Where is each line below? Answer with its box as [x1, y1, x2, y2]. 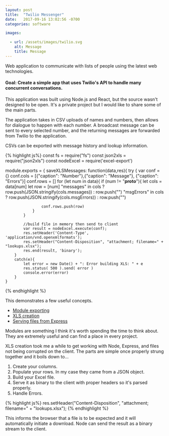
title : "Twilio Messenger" [5, 12, 65, 17]
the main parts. [5, 107, 37, 113]
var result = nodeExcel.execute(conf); [23, 226, 107, 231]
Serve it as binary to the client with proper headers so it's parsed [12, 379, 148, 386]
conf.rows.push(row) [41, 204, 85, 209]
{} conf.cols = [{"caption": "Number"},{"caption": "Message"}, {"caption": [5, 172, 159, 179]
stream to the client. [5, 425, 47, 431]
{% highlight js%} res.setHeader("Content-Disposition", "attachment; [5, 400, 149, 406]
